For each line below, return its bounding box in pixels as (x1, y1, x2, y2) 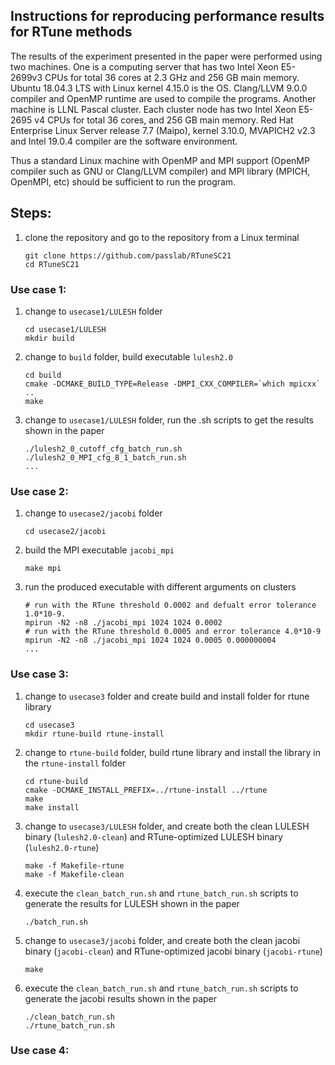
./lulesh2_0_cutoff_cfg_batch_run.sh (24, 444, 183, 454)
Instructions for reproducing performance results (10, 8, 325, 25)
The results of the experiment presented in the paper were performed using (10, 50, 323, 62)
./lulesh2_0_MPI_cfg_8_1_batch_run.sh (24, 452, 187, 463)
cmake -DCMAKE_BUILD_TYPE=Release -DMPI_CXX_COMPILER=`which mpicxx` (24, 379, 322, 389)
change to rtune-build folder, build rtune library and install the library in (24, 746, 321, 758)
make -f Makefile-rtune (24, 860, 125, 871)
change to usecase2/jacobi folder (24, 507, 163, 519)
